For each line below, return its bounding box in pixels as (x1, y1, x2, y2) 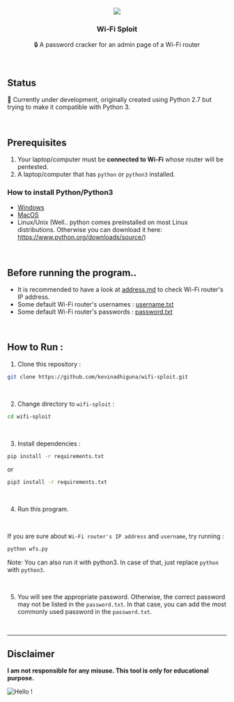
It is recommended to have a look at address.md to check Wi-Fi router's (17, 286, 224, 294)
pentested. (17, 162, 49, 170)
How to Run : (7, 342, 64, 353)
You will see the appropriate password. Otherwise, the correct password (17, 593, 226, 601)
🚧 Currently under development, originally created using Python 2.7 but (7, 96, 212, 104)
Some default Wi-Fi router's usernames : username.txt (17, 300, 174, 309)
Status (7, 77, 37, 89)
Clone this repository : (17, 360, 81, 368)
